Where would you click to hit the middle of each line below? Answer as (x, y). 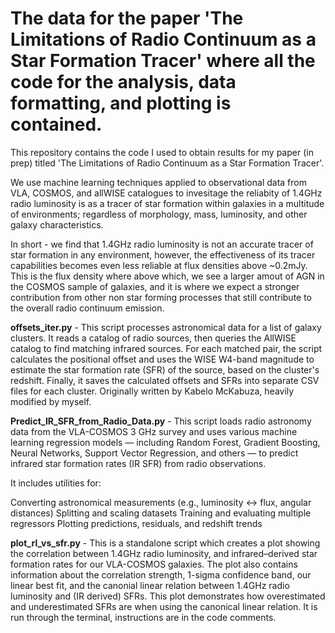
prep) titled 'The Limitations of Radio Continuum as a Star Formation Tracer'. (167, 163)
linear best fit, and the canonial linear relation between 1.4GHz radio (150, 585)
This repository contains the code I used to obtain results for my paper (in (162, 152)
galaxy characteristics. (57, 224)
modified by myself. (51, 401)
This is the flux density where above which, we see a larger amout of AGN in (167, 276)
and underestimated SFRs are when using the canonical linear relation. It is (164, 606)
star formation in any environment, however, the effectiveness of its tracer (163, 254)
